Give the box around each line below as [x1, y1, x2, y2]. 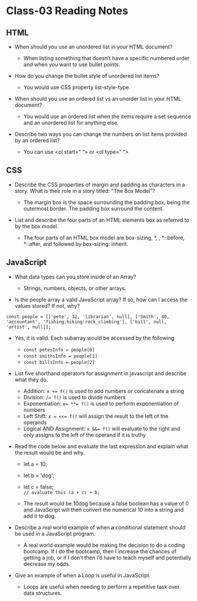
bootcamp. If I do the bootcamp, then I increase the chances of [23, 547, 176, 555]
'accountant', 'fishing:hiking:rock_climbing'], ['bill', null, [6, 318, 167, 325]
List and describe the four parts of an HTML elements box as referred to [14, 216, 189, 224]
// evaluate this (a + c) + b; [23, 490, 101, 495]
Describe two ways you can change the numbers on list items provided [14, 131, 187, 137]
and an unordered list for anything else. [23, 119, 119, 126]
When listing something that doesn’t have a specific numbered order [23, 55, 190, 61]
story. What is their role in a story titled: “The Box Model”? [14, 187, 155, 194]
